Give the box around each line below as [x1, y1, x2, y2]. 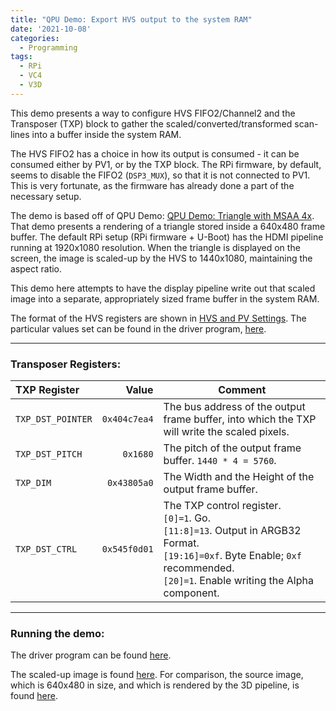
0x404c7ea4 [101, 414, 154, 425]
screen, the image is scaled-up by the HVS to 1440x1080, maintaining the [10, 252, 313, 264]
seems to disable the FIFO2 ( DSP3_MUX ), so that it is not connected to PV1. [10, 169, 311, 181]
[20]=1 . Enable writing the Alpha [163, 574, 314, 588]
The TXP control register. [163, 499, 282, 513]
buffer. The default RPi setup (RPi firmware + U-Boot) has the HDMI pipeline [10, 231, 324, 243]
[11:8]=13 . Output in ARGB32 [163, 524, 302, 538]
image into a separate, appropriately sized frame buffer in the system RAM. [10, 292, 320, 305]
